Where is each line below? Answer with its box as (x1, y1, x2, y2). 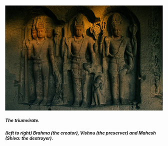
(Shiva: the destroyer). (5, 135, 53, 141)
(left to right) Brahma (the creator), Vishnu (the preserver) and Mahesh (5, 129, 156, 135)
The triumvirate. (5, 117, 40, 123)
